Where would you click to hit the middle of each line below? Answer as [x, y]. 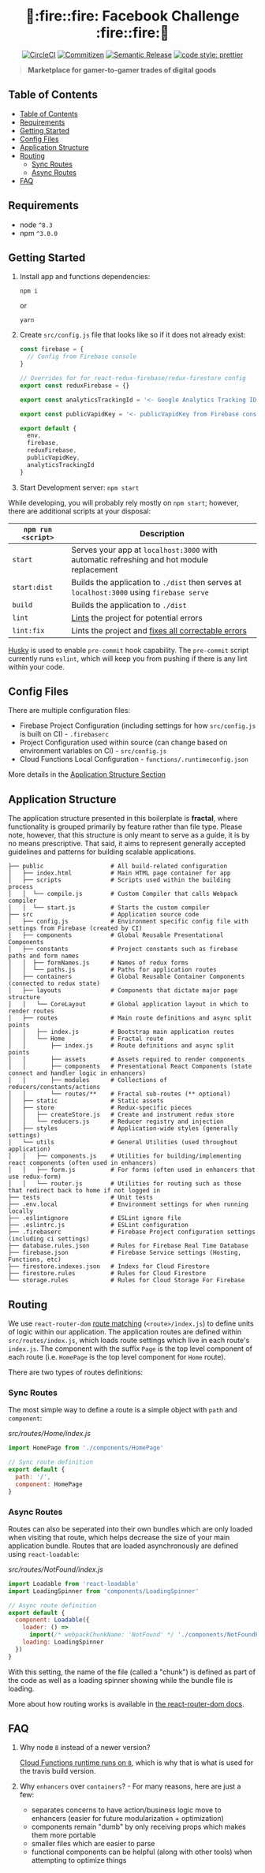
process [21, 887]
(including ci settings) [49, 1239]
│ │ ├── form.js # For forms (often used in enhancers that [132, 1170]
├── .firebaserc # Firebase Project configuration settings [132, 1232]
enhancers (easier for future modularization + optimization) [128, 1819]
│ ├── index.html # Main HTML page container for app [119, 873]
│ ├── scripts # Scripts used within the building [119, 880]
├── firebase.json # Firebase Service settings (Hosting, [125, 1253]
